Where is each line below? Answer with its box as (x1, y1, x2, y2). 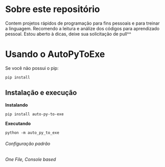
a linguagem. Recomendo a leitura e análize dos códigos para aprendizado (5, 25, 159, 31)
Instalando (5, 102, 28, 108)
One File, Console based (5, 156, 56, 162)
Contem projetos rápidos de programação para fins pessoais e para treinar (5, 20, 160, 26)
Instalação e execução (5, 89, 77, 97)
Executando (5, 120, 31, 126)
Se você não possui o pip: (5, 65, 59, 71)
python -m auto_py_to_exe (5, 130, 59, 135)
